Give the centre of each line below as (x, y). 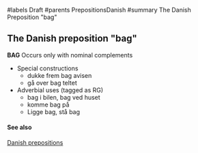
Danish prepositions (35, 143)
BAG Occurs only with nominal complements (70, 55)
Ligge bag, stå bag (54, 111)
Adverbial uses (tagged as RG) (60, 90)
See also (19, 127)
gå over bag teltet (52, 83)
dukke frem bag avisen (59, 75)
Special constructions (47, 68)
